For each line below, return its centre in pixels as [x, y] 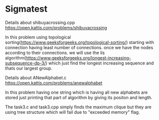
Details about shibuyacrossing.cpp [40, 22]
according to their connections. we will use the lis [55, 53]
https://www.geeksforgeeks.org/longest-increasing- [78, 58]
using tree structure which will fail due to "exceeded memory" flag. [73, 112]
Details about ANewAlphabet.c [36, 78]
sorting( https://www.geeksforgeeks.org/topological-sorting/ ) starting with [79, 42]
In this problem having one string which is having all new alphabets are [76, 92]
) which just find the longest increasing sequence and [100, 63]
